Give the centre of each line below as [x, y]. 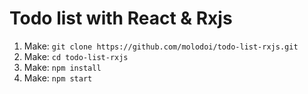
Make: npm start [58, 78]
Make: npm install [62, 67]
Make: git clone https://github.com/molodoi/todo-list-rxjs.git [161, 46]
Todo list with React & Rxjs [121, 18]
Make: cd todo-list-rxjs [76, 56]
